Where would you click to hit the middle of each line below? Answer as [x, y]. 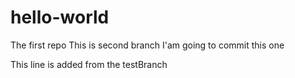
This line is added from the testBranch [89, 64]
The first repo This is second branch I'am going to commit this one [147, 45]
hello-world [60, 17]
